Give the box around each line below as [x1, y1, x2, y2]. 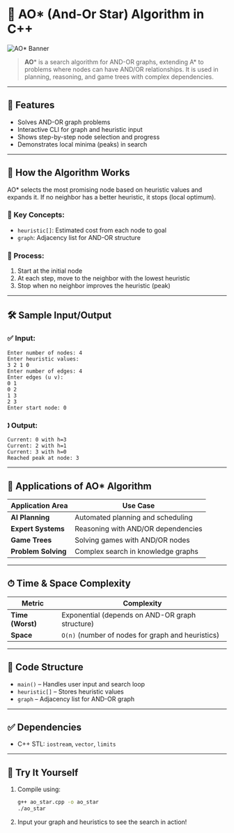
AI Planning [10, 512, 50, 522]
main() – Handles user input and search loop [17, 680, 145, 688]
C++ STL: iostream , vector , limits [17, 740, 116, 749]
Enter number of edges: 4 [7, 368, 82, 375]
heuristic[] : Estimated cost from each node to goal [17, 226, 167, 234]
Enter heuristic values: [7, 355, 79, 362]
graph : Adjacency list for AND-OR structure [17, 233, 141, 241]
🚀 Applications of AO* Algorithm [7, 480, 152, 492]
